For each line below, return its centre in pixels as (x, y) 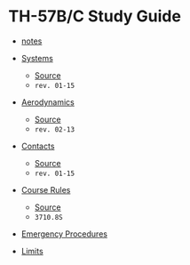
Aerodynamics (47, 102)
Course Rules (46, 189)
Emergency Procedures (64, 234)
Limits (32, 251)
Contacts (38, 146)
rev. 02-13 (55, 129)
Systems (37, 58)
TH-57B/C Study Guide (95, 16)
